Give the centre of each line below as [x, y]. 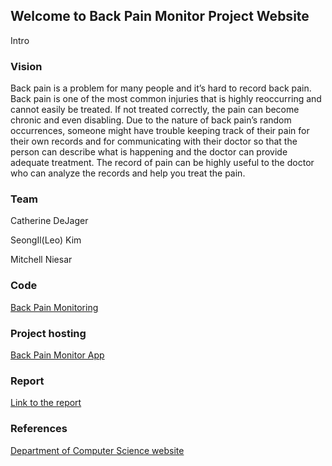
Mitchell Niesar [41, 260]
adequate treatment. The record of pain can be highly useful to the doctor [162, 163]
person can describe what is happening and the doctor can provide [149, 152]
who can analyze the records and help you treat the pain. [128, 173]
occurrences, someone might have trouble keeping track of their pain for [160, 131]
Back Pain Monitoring [54, 307]
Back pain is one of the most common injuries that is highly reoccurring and [166, 99]
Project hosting [48, 333]
